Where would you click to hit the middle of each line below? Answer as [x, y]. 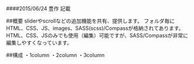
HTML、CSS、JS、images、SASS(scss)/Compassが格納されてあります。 [95, 28]
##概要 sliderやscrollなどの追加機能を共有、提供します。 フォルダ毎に [90, 21]
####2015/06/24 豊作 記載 [38, 8]
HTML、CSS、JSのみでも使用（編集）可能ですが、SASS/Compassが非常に [97, 35]
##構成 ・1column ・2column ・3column [55, 55]
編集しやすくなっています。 [39, 43]
